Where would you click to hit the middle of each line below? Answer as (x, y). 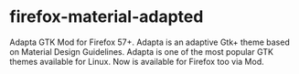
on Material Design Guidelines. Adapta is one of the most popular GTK (142, 51)
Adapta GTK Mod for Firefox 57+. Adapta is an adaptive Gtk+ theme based (149, 42)
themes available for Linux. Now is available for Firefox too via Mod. (137, 61)
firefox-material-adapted (107, 17)
